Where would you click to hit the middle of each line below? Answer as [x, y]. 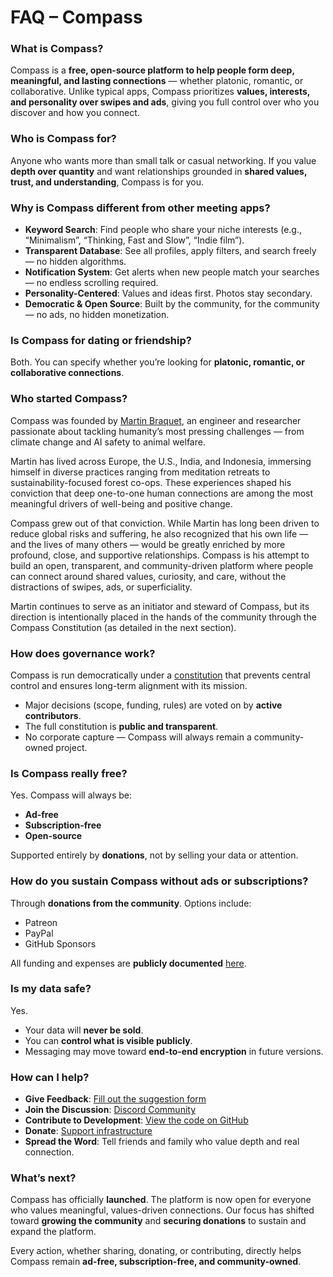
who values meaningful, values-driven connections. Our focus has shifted [162, 1210]
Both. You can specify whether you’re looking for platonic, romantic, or [157, 362]
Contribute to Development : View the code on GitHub [136, 1120]
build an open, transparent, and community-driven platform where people [162, 565]
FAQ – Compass [76, 17]
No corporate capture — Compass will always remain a [138, 737]
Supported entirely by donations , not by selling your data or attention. [154, 855]
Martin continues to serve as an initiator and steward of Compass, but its [160, 606]
